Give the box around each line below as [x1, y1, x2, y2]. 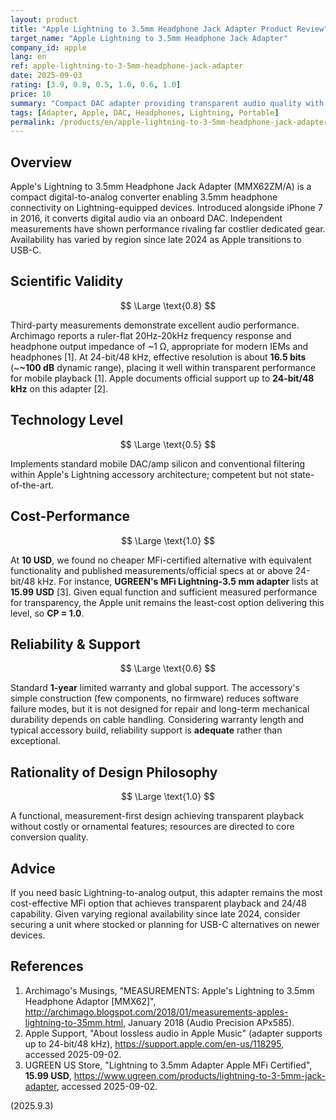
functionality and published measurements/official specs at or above [10, 564, 293, 576]
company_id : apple [10, 42, 87, 53]
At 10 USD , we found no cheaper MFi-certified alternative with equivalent [10, 554, 312, 566]
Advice [10, 860, 56, 877]
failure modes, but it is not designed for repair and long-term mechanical [10, 703, 310, 715]
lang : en [10, 52, 47, 62]
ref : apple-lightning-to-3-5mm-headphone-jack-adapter [10, 61, 244, 71]
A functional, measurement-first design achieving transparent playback [10, 810, 305, 822]
